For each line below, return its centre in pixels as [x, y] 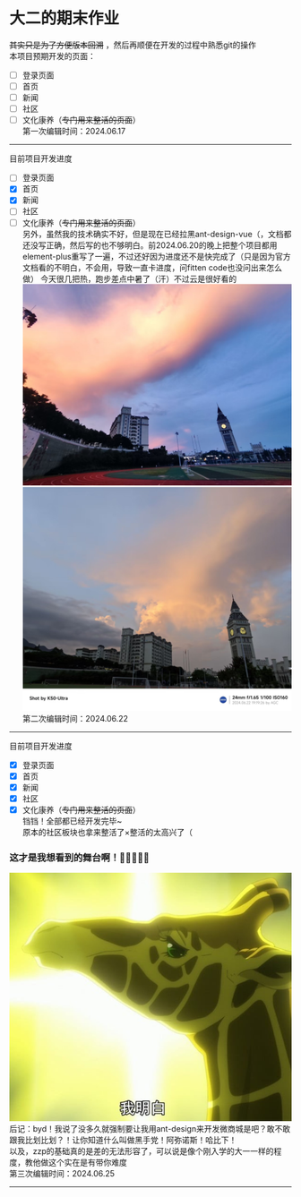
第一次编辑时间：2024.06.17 [74, 132]
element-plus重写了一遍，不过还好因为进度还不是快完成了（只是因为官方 [156, 256]
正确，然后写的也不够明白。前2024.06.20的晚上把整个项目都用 [162, 245]
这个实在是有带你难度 [87, 1162]
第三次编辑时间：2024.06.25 [62, 1173]
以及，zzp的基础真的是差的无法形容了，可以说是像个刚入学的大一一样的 [142, 1150]
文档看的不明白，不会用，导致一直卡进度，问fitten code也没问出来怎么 [152, 267]
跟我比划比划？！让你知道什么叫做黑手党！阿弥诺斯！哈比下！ [123, 1140]
